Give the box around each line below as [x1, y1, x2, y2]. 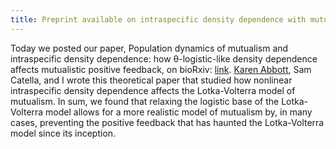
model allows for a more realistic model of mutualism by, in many [45, 106, 313, 118]
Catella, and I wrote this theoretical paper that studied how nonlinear [10, 74, 293, 86]
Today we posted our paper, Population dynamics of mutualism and [10, 42, 289, 54]
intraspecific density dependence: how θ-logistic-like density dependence [10, 52, 318, 65]
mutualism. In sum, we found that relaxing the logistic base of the [10, 95, 280, 107]
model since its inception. [10, 127, 117, 139]
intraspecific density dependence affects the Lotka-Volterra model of [10, 84, 296, 96]
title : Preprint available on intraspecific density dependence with [10, 14, 307, 25]
